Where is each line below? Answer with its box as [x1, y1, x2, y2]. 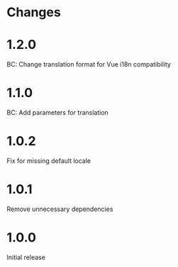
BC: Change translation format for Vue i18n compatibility [6, 60, 172, 69]
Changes [6, 4, 61, 21]
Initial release [6, 253, 45, 261]
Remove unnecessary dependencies [6, 205, 113, 213]
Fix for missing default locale [6, 157, 91, 165]
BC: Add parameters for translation [6, 108, 109, 117]
